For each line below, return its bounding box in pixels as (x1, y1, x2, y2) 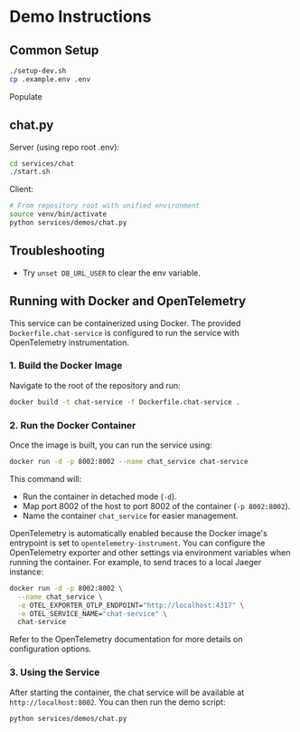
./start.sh (9, 168, 51, 177)
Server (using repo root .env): (9, 141, 120, 152)
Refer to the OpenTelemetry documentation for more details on (9, 634, 243, 645)
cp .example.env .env (9, 74, 91, 83)
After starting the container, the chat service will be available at (9, 687, 245, 698)
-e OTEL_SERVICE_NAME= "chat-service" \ (17, 609, 168, 618)
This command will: (9, 473, 82, 484)
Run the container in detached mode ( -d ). (22, 491, 178, 502)
